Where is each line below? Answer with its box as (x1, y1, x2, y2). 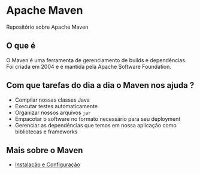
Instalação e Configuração (14, 161, 81, 168)
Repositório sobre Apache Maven (6, 23, 89, 30)
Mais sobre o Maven (6, 145, 83, 155)
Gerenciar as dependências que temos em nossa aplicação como (14, 121, 177, 129)
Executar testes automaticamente (14, 102, 98, 109)
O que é (6, 41, 36, 51)
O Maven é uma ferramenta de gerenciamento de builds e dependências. (6, 56, 187, 63)
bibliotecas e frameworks (14, 128, 78, 135)
